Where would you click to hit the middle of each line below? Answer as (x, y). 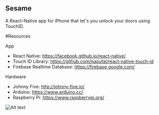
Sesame (18, 8)
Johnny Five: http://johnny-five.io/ (49, 86)
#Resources (18, 36)
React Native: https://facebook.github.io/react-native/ (69, 56)
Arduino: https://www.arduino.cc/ (48, 92)
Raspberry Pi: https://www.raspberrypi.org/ (59, 97)
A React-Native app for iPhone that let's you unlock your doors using (78, 20)
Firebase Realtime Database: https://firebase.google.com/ (74, 66)
